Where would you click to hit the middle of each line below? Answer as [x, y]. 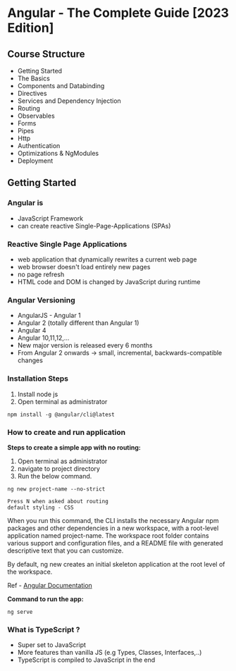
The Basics [34, 78]
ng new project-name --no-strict [56, 489]
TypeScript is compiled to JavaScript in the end [86, 660]
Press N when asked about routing [58, 501]
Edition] [31, 28]
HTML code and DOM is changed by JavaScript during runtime [109, 282]
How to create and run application [66, 432]
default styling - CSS [41, 507]
